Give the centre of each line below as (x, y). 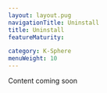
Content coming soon (43, 80)
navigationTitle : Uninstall (54, 23)
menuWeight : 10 (33, 59)
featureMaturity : (36, 37)
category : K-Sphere (40, 52)
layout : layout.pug (40, 15)
